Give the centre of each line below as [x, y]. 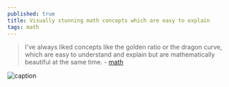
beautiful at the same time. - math [74, 62]
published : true [31, 14]
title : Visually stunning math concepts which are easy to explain [109, 21]
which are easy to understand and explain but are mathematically [120, 54]
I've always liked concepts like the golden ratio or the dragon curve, [123, 47]
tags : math [23, 27]
